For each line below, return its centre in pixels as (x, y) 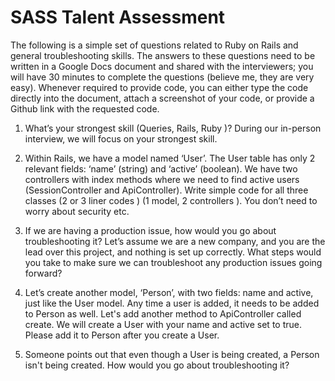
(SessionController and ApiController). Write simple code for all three (166, 190)
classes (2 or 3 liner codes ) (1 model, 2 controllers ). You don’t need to (171, 200)
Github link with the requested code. (85, 108)
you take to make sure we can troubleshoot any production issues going (173, 262)
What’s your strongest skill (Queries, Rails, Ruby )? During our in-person (173, 128)
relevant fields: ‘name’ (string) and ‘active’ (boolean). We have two (161, 168)
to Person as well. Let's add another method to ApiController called (163, 313)
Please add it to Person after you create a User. (122, 335)
